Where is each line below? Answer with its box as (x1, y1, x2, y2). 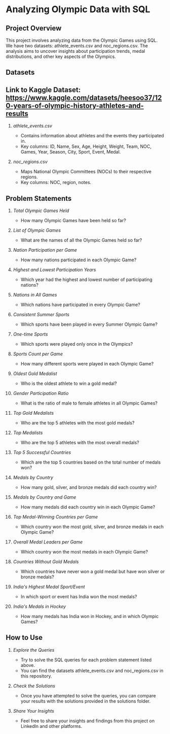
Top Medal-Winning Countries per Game (13, 514, 98, 520)
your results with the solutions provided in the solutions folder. (20, 698, 151, 704)
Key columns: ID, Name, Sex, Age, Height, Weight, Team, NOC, (20, 143, 152, 149)
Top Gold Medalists (13, 410, 54, 416)
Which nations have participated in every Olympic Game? (20, 301, 141, 308)
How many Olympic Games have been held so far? (20, 218, 126, 224)
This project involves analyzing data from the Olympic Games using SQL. (6, 37, 158, 43)
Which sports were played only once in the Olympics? (20, 341, 133, 347)
